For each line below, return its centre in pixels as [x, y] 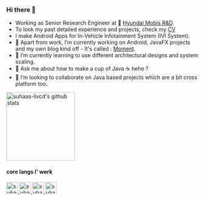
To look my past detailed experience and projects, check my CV [95, 29]
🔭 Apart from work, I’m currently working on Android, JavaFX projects [103, 43]
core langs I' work [30, 171]
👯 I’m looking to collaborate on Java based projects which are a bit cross [106, 77]
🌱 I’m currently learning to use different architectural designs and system [107, 55]
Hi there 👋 [21, 10]
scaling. [25, 62]
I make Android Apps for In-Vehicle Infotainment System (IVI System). [102, 36]
